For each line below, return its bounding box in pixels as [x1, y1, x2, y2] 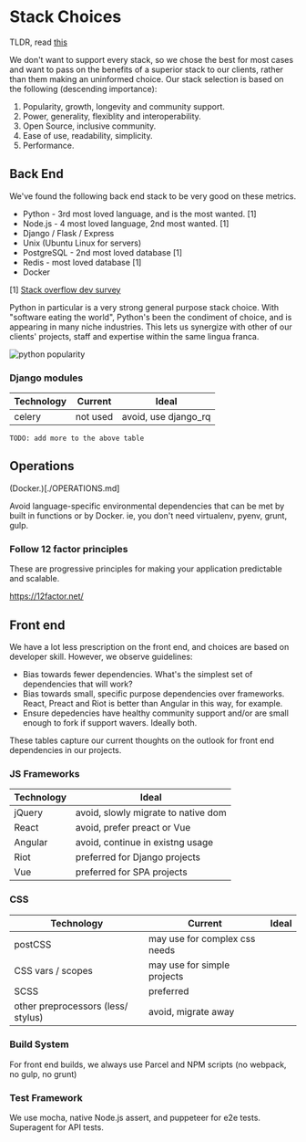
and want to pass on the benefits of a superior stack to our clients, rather [9, 64, 284, 75]
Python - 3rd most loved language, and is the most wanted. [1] [22, 208, 257, 219]
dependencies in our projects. [9, 744, 122, 755]
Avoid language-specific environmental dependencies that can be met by [9, 500, 285, 511]
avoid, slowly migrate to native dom [76, 806, 227, 819]
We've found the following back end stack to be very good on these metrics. [9, 190, 297, 202]
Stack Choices [9, 6, 122, 27]
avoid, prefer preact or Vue [76, 822, 191, 834]
